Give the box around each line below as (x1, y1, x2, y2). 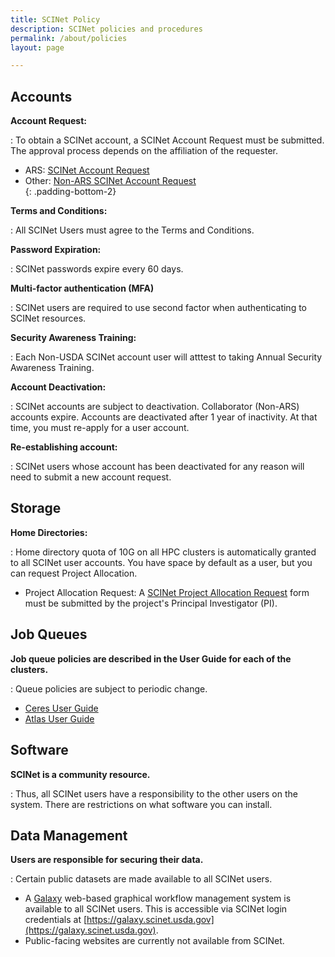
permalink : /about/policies (10, 33, 128, 43)
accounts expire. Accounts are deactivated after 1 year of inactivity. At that (10, 411, 318, 423)
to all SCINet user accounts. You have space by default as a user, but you (10, 556, 313, 568)
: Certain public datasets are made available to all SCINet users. (10, 873, 273, 885)
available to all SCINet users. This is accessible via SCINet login (24, 903, 288, 915)
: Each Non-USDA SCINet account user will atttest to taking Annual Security (10, 351, 323, 363)
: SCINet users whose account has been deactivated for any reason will (10, 461, 305, 473)
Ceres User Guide (24, 702, 99, 714)
